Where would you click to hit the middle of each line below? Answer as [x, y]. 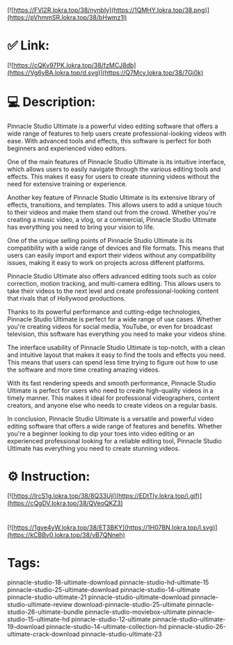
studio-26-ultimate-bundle [45, 612]
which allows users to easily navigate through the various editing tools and [114, 169]
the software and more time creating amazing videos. [84, 369]
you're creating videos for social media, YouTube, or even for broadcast [110, 326]
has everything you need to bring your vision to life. [81, 227]
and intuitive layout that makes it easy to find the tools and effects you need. [116, 355]
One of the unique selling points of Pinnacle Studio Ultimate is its [100, 240]
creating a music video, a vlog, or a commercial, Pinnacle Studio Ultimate [112, 219]
